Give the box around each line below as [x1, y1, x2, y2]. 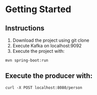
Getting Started [5, 4, 72, 15]
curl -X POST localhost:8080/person [5, 85, 82, 90]
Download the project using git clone [12, 37, 89, 43]
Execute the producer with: [5, 72, 92, 80]
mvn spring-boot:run [5, 58, 49, 63]
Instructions [5, 24, 44, 33]
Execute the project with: [12, 48, 65, 54]
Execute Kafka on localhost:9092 [12, 43, 82, 49]
